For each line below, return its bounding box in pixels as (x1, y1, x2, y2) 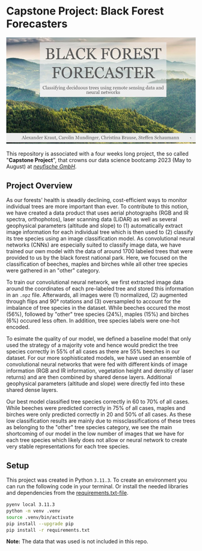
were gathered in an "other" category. (6, 267, 100, 274)
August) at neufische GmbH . (6, 163, 77, 170)
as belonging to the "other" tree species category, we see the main (6, 424, 173, 431)
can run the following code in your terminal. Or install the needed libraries (6, 483, 188, 490)
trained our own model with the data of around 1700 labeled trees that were (6, 248, 193, 255)
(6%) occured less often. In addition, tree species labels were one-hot (6, 317, 180, 324)
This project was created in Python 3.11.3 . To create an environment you (6, 476, 188, 483)
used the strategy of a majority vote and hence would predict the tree (6, 342, 179, 349)
